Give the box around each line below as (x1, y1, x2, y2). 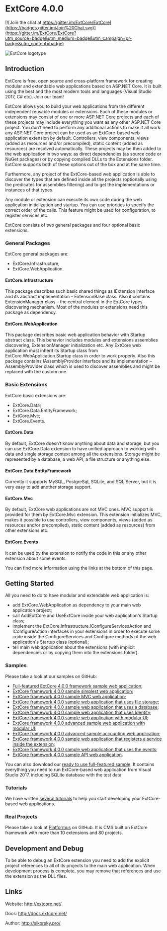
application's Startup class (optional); (12, 639, 89, 645)
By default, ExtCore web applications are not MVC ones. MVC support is (5, 507, 153, 512)
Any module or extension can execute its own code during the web (5, 196, 142, 202)
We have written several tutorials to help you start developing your (5, 795, 141, 801)
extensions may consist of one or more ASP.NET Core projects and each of (5, 114, 159, 120)
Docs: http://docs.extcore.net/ (5, 910, 67, 916)
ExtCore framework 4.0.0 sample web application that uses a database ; (12, 704, 159, 710)
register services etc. (5, 212, 49, 218)
